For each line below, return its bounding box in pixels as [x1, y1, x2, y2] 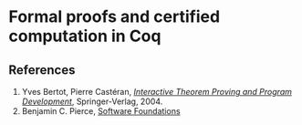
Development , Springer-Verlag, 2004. [21, 96, 163, 107]
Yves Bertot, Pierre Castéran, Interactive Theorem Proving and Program [21, 87, 293, 97]
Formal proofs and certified [8, 6, 221, 27]
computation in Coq [8, 26, 161, 47]
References [8, 62, 76, 78]
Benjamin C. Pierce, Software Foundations [21, 106, 181, 116]
